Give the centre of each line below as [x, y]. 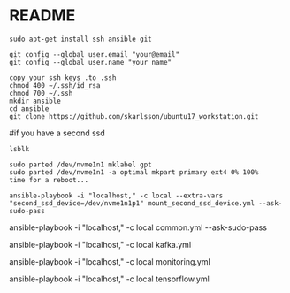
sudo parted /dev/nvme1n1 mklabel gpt [80, 165]
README [42, 15]
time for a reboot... [49, 180]
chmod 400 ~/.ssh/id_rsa [55, 85]
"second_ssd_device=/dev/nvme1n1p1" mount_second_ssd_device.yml [132, 203]
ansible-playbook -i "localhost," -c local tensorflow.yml [109, 279]
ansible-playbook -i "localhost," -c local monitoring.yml [110, 261]
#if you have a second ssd [57, 133]
